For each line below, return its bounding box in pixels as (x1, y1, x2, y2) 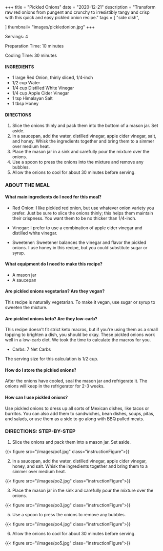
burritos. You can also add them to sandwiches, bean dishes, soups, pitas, (5, 410, 155, 416)
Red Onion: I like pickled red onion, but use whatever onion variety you (12, 205, 155, 211)
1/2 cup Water (12, 80, 41, 86)
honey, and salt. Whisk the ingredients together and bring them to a (12, 463, 148, 469)
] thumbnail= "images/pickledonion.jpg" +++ (5, 24, 95, 30)
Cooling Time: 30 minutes (5, 52, 57, 58)
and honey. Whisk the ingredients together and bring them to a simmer (12, 138, 155, 144)
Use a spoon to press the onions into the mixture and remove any (12, 159, 144, 165)
